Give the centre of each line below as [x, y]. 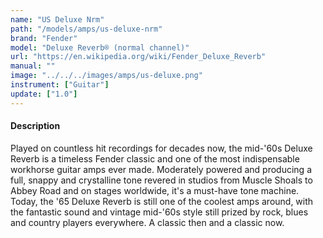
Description [35, 126]
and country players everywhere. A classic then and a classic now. [147, 222]
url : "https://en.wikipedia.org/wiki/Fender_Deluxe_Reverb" [138, 57]
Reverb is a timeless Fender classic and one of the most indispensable [155, 158]
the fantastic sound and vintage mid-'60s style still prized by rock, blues [159, 212]
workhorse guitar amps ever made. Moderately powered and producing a [161, 169]
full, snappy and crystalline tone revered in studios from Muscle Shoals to [161, 180]
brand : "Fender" [44, 38]
